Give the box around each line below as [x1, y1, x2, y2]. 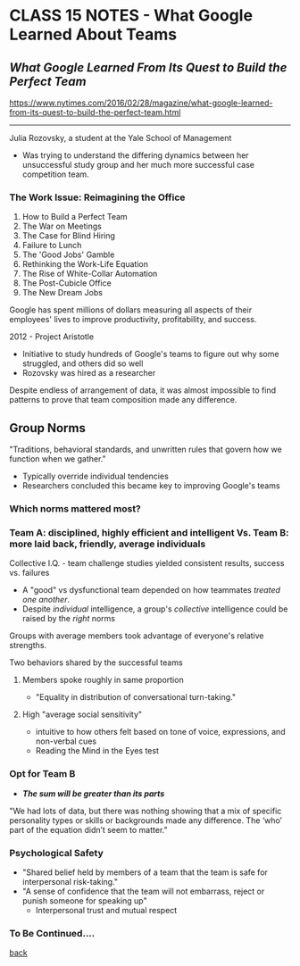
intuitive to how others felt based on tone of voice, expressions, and [35, 727, 286, 737]
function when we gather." [9, 454, 106, 464]
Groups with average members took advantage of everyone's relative [9, 630, 265, 641]
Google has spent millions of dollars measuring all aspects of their [9, 304, 253, 315]
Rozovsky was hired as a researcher [21, 368, 156, 379]
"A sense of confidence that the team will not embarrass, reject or [21, 886, 265, 896]
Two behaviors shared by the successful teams [9, 657, 183, 668]
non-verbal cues [35, 736, 96, 746]
